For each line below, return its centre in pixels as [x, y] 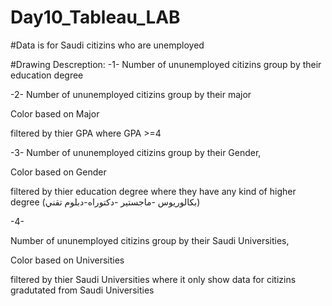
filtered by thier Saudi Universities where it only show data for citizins [153, 279]
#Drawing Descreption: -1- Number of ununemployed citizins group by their [166, 64]
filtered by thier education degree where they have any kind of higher [153, 191]
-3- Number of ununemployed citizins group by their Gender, [136, 152]
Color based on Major [55, 113]
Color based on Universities [67, 260]
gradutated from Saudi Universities [82, 290]
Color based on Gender [58, 172]
